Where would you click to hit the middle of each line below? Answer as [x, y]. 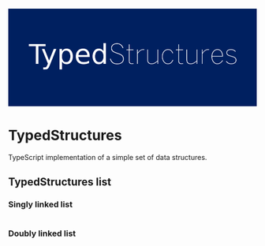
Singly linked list [41, 204]
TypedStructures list [60, 182]
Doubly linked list [42, 233]
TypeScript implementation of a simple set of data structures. [108, 157]
